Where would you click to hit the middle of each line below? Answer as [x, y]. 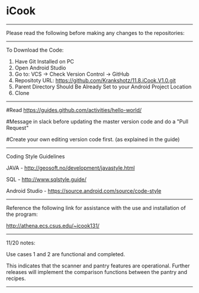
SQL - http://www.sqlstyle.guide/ [46, 179]
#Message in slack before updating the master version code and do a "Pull [97, 121]
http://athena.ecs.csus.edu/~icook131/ [53, 225]
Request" [17, 128]
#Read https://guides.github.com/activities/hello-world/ [74, 110]
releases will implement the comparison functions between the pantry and [97, 272]
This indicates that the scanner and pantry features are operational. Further [98, 266]
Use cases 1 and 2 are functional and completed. [66, 254]
